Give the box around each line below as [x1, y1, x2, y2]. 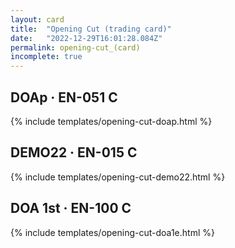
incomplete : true [10, 52, 83, 62]
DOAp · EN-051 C [10, 89, 118, 106]
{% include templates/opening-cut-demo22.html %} [10, 171, 226, 183]
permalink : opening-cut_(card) [10, 42, 141, 53]
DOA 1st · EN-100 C [10, 200, 132, 217]
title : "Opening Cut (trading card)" [10, 24, 172, 34]
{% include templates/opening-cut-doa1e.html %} [10, 226, 215, 238]
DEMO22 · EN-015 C [10, 144, 138, 161]
